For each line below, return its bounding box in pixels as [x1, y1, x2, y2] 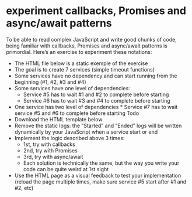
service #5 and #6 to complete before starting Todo [14, 110, 139, 117]
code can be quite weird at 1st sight [23, 165, 109, 172]
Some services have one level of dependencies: [14, 84, 130, 91]
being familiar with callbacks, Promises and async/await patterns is [6, 42, 167, 49]
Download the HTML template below [14, 116, 103, 123]
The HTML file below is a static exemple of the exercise [14, 60, 148, 67]
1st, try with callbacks [23, 141, 76, 148]
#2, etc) [14, 184, 34, 191]
